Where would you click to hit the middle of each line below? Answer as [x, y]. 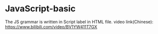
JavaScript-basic [40, 9]
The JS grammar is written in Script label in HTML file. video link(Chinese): [79, 22]
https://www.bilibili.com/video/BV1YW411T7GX [51, 26]
